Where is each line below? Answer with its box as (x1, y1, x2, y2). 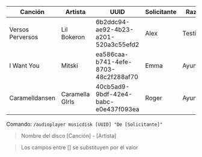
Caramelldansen (9, 94, 56, 102)
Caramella (61, 90, 90, 98)
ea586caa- (96, 51, 129, 58)
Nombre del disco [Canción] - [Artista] (20, 132, 117, 139)
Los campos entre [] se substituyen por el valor (20, 144, 138, 151)
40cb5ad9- (96, 82, 130, 91)
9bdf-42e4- (96, 90, 133, 98)
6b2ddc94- (96, 18, 130, 26)
